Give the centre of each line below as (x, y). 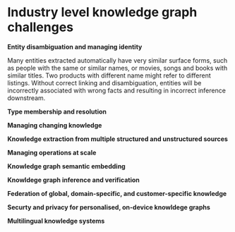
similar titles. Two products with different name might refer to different (109, 75)
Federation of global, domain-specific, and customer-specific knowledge (117, 193)
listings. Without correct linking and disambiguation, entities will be (104, 83)
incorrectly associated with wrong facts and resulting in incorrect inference (116, 90)
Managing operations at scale (52, 152)
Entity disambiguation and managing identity (75, 47)
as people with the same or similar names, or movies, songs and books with (117, 68)
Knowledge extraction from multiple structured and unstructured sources (117, 139)
